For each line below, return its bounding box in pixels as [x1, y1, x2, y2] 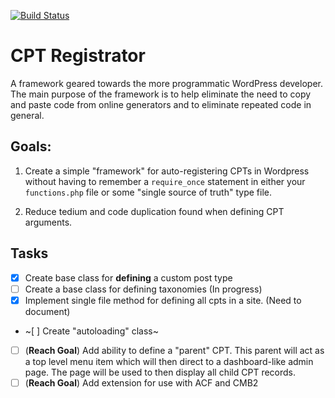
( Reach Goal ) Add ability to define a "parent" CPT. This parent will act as [24, 344, 325, 356]
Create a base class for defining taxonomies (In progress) [24, 283, 263, 295]
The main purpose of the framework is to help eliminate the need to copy [10, 88, 312, 100]
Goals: [10, 138, 52, 155]
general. [10, 109, 45, 121]
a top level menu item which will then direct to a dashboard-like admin [24, 355, 314, 367]
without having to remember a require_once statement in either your [24, 175, 306, 187]
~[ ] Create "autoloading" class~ [24, 325, 159, 337]
